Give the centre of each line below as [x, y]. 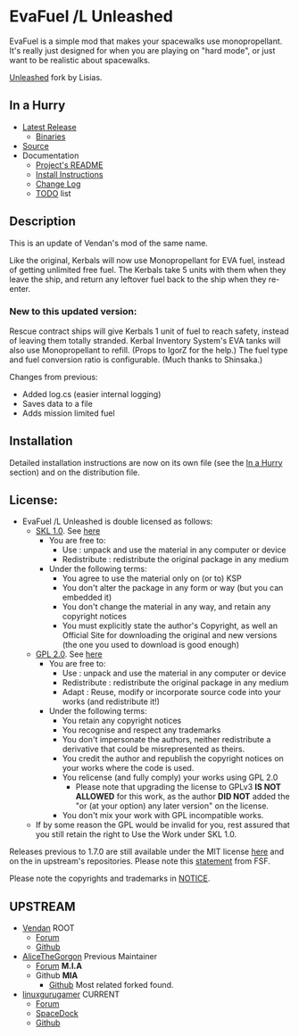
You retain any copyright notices [122, 721]
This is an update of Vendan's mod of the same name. [108, 243]
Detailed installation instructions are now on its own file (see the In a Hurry [146, 462]
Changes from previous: [54, 377]
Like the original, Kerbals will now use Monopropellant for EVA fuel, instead [147, 260]
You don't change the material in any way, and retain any [166, 607]
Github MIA [57, 975]
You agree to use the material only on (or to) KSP [152, 578]
